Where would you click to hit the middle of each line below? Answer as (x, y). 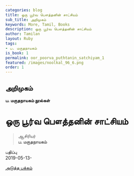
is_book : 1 (17, 53)
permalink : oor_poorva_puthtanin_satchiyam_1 (55, 58)
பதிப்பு (11, 152)
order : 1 (15, 67)
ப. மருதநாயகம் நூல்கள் (28, 100)
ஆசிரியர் (27, 136)
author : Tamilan (23, 34)
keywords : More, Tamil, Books (38, 24)
